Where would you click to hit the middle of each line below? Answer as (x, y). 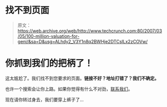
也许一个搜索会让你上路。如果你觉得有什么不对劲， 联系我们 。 (69, 89)
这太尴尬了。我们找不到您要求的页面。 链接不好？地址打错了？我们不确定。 (82, 78)
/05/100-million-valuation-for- (48, 36)
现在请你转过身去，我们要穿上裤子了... (45, 99)
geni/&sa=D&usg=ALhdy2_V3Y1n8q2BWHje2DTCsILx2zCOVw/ (82, 41)
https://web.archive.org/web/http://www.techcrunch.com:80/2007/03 (90, 31)
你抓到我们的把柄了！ (49, 64)
